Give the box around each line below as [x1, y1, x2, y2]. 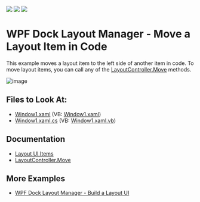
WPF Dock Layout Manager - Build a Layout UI [14, 189, 130, 197]
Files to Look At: [6, 95, 67, 105]
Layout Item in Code [6, 40, 107, 54]
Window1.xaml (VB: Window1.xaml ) [14, 110, 101, 117]
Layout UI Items [14, 150, 54, 157]
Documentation [6, 134, 66, 144]
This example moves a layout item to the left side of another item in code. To [6, 60, 194, 67]
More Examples [6, 173, 66, 184]
